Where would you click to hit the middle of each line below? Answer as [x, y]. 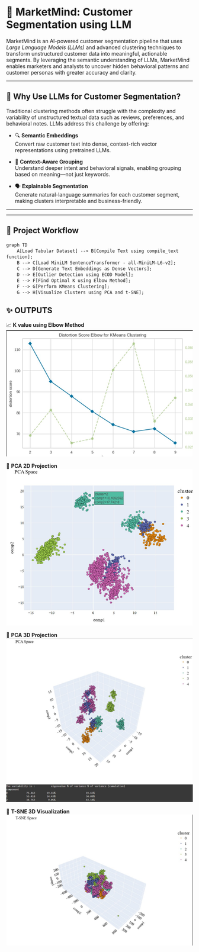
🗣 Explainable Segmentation [51, 186]
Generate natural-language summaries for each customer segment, [97, 194]
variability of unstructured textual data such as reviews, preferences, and [95, 117]
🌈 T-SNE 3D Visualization [38, 812]
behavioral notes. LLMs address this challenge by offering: [78, 123]
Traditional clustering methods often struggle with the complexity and [91, 111]
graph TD [17, 245]
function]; [20, 257]
